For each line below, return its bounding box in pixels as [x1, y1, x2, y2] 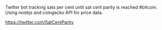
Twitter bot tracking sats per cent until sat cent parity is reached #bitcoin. [5, 4, 157, 10]
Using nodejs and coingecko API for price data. [5, 9, 103, 15]
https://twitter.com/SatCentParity [5, 19, 74, 25]
